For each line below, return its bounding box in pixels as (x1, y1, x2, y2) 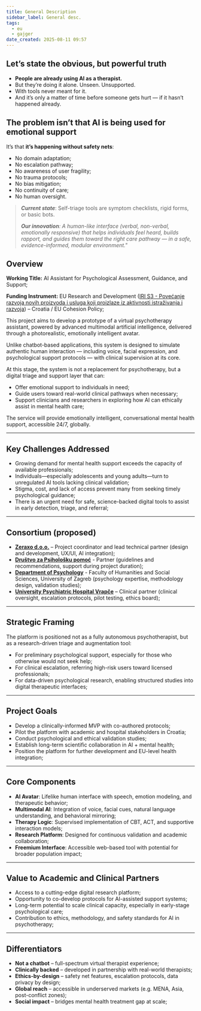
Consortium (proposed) (6, 527, 97, 537)
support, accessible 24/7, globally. (6, 421, 91, 428)
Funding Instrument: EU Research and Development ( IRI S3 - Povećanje (6, 293, 185, 300)
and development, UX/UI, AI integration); (14, 550, 115, 557)
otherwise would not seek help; (14, 657, 93, 664)
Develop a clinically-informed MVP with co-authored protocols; (14, 722, 170, 729)
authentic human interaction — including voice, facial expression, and (6, 348, 178, 355)
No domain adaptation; (14, 154, 72, 162)
